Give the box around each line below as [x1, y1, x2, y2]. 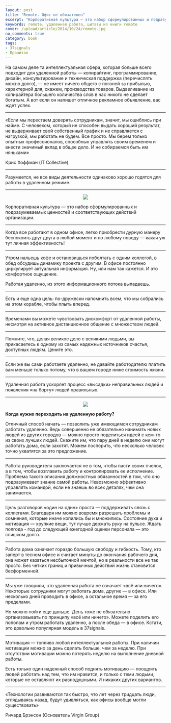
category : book [5, 36, 38, 41]
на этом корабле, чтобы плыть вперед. [5, 301, 91, 307]
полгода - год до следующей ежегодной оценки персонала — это [5, 526, 149, 532]
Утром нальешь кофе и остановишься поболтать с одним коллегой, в [5, 255, 157, 261]
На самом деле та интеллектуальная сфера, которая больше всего [5, 64, 152, 70]
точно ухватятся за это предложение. [5, 447, 88, 454]
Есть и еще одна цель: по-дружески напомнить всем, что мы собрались [5, 295, 164, 302]
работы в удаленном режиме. [5, 179, 71, 185]
